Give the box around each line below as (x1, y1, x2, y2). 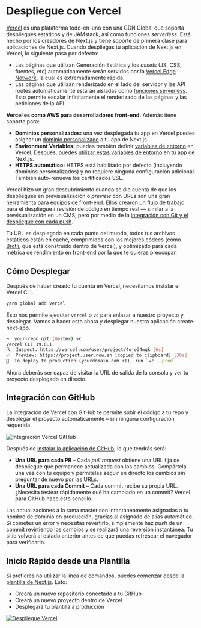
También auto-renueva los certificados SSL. (14, 174, 124, 181)
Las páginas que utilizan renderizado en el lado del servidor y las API (14, 80, 186, 88)
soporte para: (6, 117, 40, 125)
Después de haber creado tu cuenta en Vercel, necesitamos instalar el (6, 282, 180, 290)
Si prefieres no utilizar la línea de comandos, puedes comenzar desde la (6, 572, 185, 579)
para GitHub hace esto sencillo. (14, 495, 93, 502)
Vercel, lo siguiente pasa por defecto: (6, 49, 99, 57)
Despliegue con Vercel (6, 4, 121, 18)
